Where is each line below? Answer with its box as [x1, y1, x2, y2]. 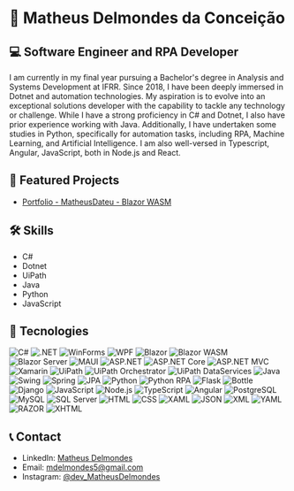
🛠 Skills [9, 223, 55, 238]
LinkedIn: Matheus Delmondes [21, 453, 133, 464]
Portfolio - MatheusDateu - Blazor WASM [21, 196, 172, 207]
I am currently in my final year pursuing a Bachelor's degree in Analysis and [9, 73, 284, 82]
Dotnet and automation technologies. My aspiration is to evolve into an [9, 91, 266, 101]
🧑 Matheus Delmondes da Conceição [9, 8, 285, 28]
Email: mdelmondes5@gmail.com [21, 462, 144, 472]
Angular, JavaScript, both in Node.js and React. [9, 148, 181, 157]
